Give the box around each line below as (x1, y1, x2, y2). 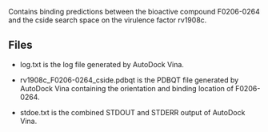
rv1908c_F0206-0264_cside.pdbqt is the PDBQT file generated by (19, 75, 239, 85)
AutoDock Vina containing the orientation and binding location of (19, 83, 234, 93)
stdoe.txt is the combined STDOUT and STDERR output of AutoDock (19, 107, 246, 117)
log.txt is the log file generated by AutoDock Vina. (19, 59, 184, 69)
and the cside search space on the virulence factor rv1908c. (8, 15, 207, 25)
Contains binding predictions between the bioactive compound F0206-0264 (8, 7, 260, 16)
